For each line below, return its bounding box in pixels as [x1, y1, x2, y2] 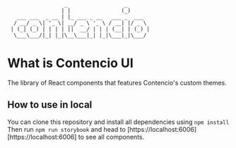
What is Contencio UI [7, 55, 134, 71]
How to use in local [7, 99, 93, 111]
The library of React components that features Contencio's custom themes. [7, 78, 228, 87]
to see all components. [78, 132, 145, 141]
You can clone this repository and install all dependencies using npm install [7, 118, 230, 126]
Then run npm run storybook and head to [7, 125, 126, 133]
